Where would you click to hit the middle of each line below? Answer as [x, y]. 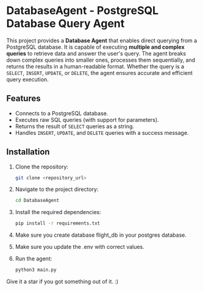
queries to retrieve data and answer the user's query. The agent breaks [96, 53]
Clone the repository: [42, 167]
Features [23, 99]
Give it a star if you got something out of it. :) [62, 282]
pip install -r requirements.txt [58, 223]
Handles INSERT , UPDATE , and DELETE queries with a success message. [102, 132]
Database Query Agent [66, 23]
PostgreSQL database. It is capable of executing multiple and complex [95, 47]
